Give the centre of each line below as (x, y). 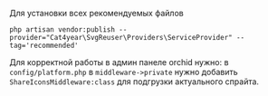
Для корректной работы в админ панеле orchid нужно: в (119, 62)
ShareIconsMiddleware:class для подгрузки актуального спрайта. (134, 82)
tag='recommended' (44, 45)
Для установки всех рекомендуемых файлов (96, 13)
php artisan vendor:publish (62, 30)
